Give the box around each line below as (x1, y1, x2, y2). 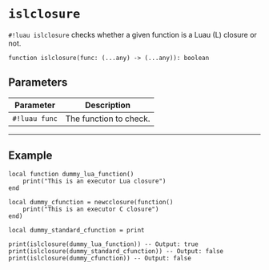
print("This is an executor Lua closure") (22, 177, 167, 185)
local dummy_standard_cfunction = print (8, 226, 146, 234)
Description (85, 99, 130, 111)
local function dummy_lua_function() (8, 170, 134, 178)
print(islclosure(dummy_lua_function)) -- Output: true (8, 240, 199, 248)
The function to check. (65, 113, 151, 124)
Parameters (8, 75, 68, 90)
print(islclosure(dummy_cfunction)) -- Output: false (8, 254, 192, 262)
